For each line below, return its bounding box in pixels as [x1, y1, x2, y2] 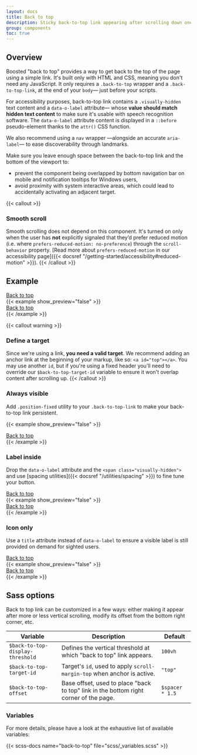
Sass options [6, 590, 55, 600]
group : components [6, 25, 51, 31]
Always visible [6, 389, 49, 397]
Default [164, 633, 186, 641]
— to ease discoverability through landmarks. [19, 141, 129, 148]
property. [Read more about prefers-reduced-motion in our [28, 246, 170, 253]
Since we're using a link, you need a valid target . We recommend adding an [6, 350, 190, 357]
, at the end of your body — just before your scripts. [35, 86, 157, 93]
